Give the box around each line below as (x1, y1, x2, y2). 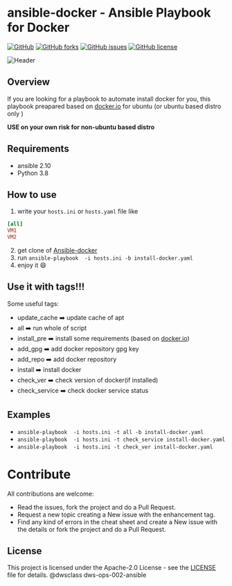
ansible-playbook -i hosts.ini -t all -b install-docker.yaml (17, 428, 204, 435)
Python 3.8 (17, 169, 48, 177)
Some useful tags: (7, 299, 59, 308)
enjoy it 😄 (17, 261, 47, 269)
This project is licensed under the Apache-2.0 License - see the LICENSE (7, 564, 216, 572)
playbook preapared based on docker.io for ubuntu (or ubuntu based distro (7, 102, 222, 110)
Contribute (7, 467, 71, 482)
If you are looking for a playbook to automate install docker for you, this (7, 94, 211, 103)
